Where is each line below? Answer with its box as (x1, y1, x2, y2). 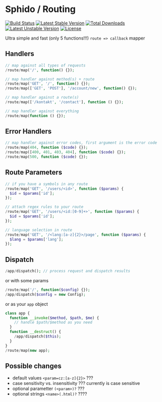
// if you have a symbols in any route (5, 181, 88, 186)
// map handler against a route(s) (5, 95, 79, 100)
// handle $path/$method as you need (14, 320, 93, 325)
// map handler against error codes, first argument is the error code (5, 140, 157, 146)
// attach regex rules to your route (5, 204, 84, 210)
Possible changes (5, 361, 62, 370)
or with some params (5, 277, 49, 283)
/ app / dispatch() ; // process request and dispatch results (5, 269, 131, 274)
